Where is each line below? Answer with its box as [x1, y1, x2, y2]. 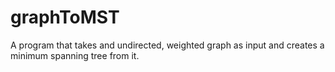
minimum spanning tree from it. [10, 49, 140, 61]
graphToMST [10, 6, 120, 29]
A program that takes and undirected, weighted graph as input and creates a [10, 39, 325, 51]
